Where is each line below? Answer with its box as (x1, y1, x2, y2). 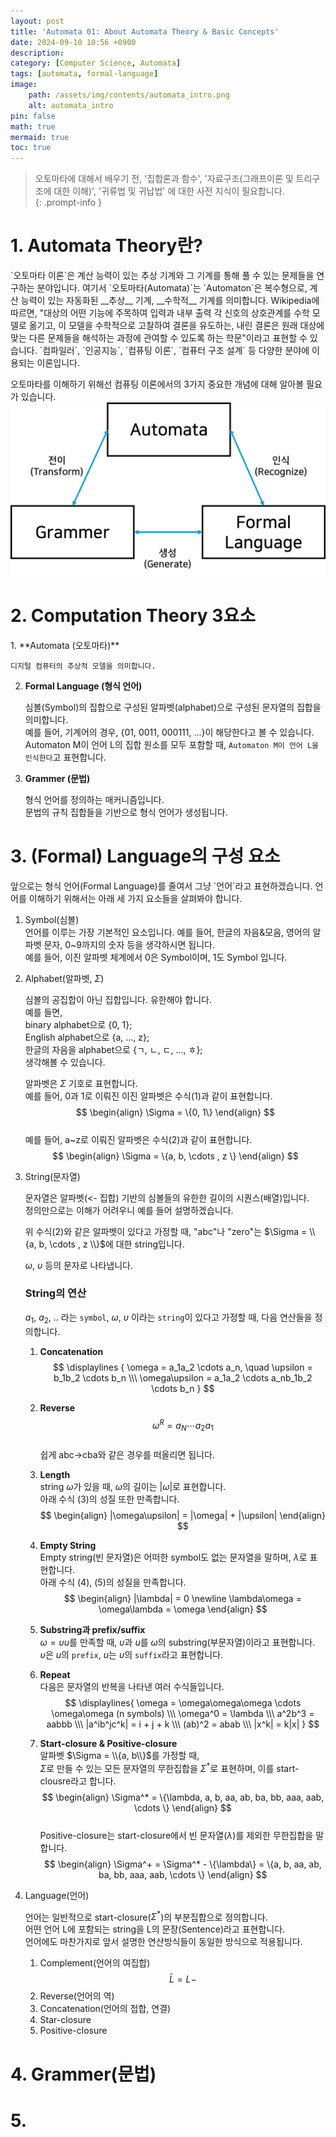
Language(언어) (24, 1889, 90, 1901)
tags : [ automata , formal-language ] (10, 69, 159, 79)
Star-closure (39, 2014, 92, 2026)
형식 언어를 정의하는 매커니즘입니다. (24, 793, 165, 805)
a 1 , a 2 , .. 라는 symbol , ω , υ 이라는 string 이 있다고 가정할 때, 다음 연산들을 (24, 1311, 313, 1325)
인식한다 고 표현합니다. (24, 751, 107, 763)
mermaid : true (10, 132, 70, 142)
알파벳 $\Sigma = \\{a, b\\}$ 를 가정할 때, (39, 1750, 200, 1762)
